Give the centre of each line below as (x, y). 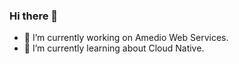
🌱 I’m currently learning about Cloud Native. (114, 48)
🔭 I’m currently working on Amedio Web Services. (126, 38)
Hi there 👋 (34, 16)
